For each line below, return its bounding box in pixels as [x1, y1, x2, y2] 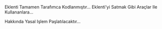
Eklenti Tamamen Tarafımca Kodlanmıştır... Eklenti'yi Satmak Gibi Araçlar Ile [4, 4, 158, 10]
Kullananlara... [4, 9, 33, 15]
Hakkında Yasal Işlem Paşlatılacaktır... [4, 19, 81, 24]
